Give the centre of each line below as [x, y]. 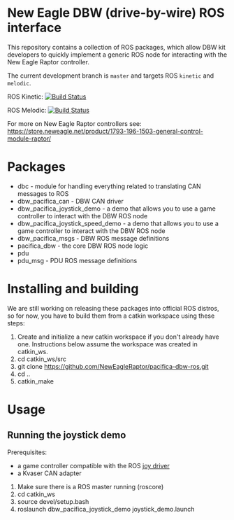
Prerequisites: [27, 452]
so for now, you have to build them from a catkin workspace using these [111, 316]
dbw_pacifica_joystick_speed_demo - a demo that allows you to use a [118, 223]
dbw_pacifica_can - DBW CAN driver [70, 201]
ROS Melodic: [27, 110]
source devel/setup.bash [53, 501]
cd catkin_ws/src [42, 359]
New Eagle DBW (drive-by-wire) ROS [116, 13]
